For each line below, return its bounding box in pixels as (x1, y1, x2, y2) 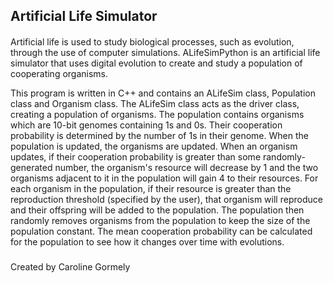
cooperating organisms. (10, 67, 109, 79)
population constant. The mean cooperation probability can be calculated (10, 225, 313, 237)
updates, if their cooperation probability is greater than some (10, 150, 262, 163)
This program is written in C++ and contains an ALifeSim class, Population (10, 87, 316, 99)
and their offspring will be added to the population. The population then (10, 204, 305, 216)
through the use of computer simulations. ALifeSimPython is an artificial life (10, 46, 321, 58)
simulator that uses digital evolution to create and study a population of (10, 57, 303, 69)
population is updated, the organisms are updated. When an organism (10, 140, 298, 152)
